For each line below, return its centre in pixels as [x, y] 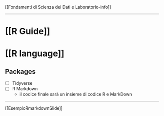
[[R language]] [35, 54]
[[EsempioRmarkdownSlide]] [34, 108]
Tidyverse [22, 83]
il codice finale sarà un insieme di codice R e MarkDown [76, 94]
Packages [20, 71]
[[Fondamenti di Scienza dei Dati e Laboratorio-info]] [58, 7]
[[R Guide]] [28, 31]
